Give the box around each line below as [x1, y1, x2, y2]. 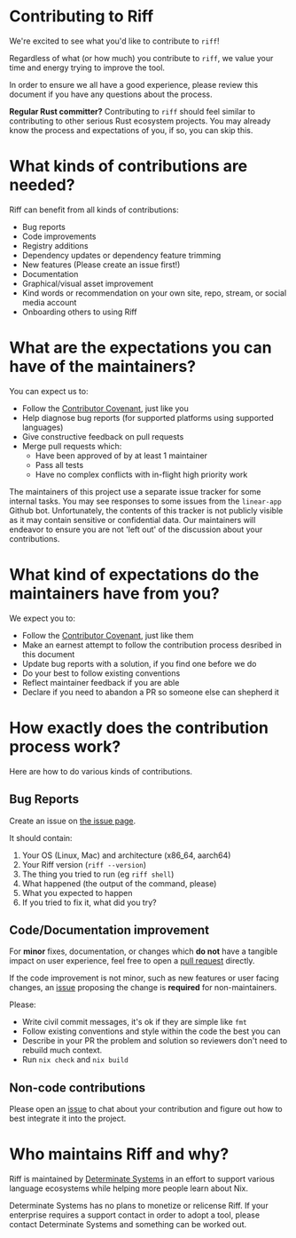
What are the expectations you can [9, 337, 272, 358]
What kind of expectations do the [9, 565, 260, 584]
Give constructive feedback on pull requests [21, 431, 184, 441]
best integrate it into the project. [9, 1113, 127, 1124]
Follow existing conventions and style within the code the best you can [21, 1026, 281, 1036]
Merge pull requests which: [21, 440, 122, 451]
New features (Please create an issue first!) [21, 259, 181, 270]
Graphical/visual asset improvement [21, 278, 153, 289]
